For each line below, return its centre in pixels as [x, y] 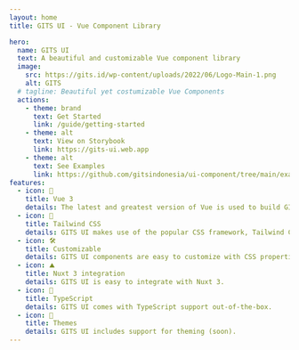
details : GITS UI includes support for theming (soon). [131, 332]
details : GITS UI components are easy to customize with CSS [141, 257]
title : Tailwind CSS [63, 224]
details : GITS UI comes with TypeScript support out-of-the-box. [149, 307]
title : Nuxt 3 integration [75, 274]
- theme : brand [53, 108]
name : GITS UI [43, 50]
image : [29, 67]
